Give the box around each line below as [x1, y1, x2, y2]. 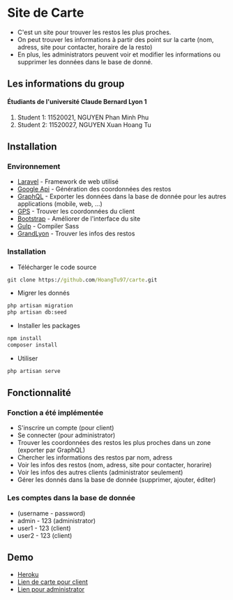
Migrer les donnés [17, 288, 70, 298]
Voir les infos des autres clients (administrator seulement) [17, 468, 183, 476]
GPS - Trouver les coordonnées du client [17, 207, 135, 216]
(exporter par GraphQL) [17, 446, 86, 455]
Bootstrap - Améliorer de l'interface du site [17, 214, 141, 223]
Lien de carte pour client [17, 578, 89, 586]
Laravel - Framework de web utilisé [17, 177, 119, 186]
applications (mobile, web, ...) [17, 200, 103, 208]
